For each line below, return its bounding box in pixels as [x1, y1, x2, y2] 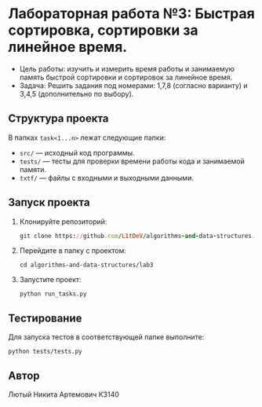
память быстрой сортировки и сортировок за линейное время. [19, 72, 233, 82]
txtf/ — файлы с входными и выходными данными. [19, 173, 194, 182]
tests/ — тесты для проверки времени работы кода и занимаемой [19, 156, 245, 166]
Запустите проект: [19, 275, 82, 284]
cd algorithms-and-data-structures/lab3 [19, 261, 154, 269]
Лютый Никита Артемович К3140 [8, 390, 120, 399]
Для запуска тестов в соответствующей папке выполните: [8, 332, 205, 342]
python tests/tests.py [8, 347, 82, 356]
